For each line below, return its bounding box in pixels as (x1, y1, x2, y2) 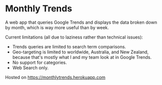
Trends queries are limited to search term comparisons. (12, 43, 126, 49)
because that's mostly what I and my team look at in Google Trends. (12, 54, 152, 60)
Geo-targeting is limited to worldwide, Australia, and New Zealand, (12, 49, 149, 55)
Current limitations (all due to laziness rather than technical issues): (5, 34, 143, 40)
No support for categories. (12, 59, 67, 65)
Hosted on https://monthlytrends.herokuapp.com (5, 74, 106, 80)
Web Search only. (12, 65, 49, 71)
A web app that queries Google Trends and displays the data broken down (5, 19, 158, 25)
